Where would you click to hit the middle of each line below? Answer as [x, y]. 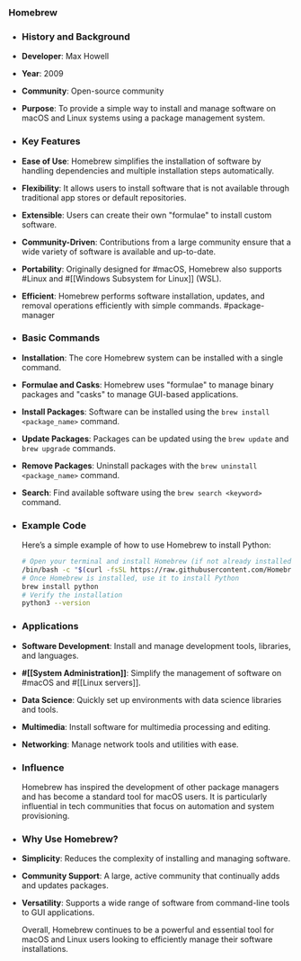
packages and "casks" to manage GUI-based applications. [130, 394]
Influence [43, 768]
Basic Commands [61, 338]
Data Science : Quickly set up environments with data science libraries [151, 699]
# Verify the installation [72, 595]
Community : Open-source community [93, 91]
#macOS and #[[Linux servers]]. [81, 682]
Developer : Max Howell [65, 57]
